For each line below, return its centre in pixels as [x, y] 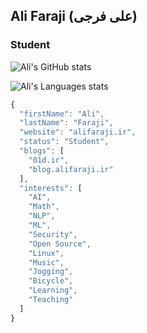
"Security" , [53, 234]
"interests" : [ [51, 188]
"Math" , [44, 207]
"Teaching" [51, 300]
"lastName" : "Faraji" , [66, 123]
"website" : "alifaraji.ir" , [78, 132]
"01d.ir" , [49, 160]
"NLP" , [42, 216]
